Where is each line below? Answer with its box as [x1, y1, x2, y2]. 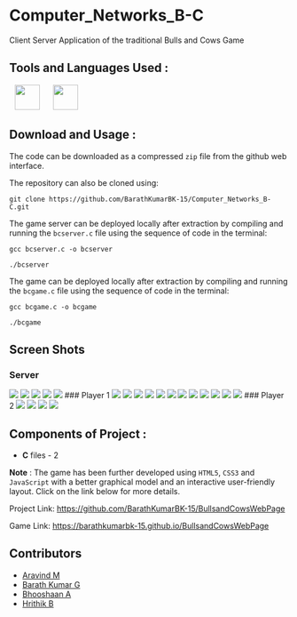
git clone [9, 195, 46, 204]
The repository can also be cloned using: [9, 177, 160, 188]
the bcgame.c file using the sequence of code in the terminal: [9, 285, 230, 296]
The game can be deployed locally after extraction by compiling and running [9, 276, 288, 286]
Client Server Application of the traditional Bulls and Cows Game [9, 35, 245, 45]
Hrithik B [21, 597, 55, 609]
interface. [9, 160, 44, 171]
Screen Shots [9, 341, 86, 357]
